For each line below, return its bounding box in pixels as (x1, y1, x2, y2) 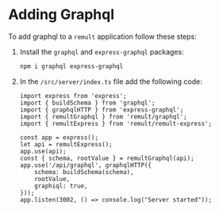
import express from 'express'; (19, 92, 127, 100)
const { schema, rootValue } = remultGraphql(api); (19, 154, 194, 162)
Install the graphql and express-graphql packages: (19, 47, 184, 56)
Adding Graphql (8, 6, 115, 24)
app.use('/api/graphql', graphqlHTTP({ (19, 161, 152, 169)
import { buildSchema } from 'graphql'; (19, 99, 156, 107)
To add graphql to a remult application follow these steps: (8, 32, 197, 41)
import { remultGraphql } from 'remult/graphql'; (19, 112, 188, 120)
